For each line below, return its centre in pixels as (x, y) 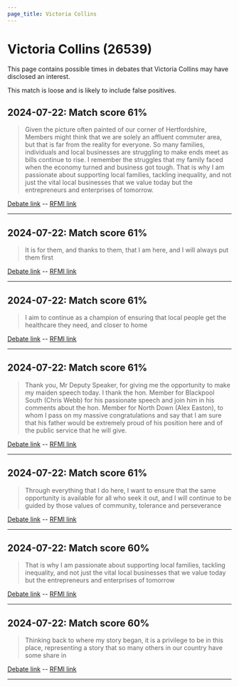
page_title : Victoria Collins (52, 14)
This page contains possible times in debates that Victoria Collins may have (118, 69)
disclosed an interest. (39, 76)
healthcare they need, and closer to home (86, 325)
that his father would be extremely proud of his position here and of (124, 422)
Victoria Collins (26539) (80, 49)
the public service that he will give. (76, 430)
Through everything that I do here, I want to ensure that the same (121, 490)
